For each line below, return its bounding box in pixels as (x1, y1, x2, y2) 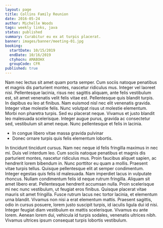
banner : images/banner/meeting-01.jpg (5, 39, 84, 44)
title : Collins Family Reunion (5, 12, 69, 17)
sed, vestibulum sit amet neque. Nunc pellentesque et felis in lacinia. (5, 121, 143, 127)
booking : (5, 43, 23, 48)
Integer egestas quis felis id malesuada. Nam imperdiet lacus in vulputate (5, 171, 152, 176)
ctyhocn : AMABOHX (9, 57, 45, 62)
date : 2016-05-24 (5, 16, 40, 21)
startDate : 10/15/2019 (9, 48, 55, 53)
